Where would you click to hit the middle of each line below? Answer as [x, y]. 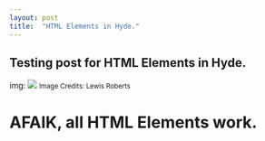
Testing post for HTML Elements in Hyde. [128, 63]
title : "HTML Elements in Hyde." [75, 26]
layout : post [34, 18]
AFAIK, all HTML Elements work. [133, 122]
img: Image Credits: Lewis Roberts [70, 86]
